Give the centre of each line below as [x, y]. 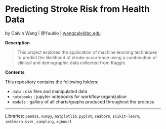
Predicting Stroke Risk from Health [77, 9]
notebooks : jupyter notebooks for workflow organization [69, 97]
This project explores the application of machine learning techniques [87, 52]
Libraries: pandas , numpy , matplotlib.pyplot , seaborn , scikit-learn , [73, 116]
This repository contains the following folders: [52, 82]
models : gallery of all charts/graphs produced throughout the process [83, 101]
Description [18, 42]
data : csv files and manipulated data [50, 91]
